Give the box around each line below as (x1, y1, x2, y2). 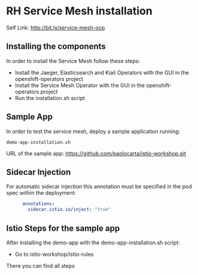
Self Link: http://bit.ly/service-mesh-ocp (6, 24, 105, 31)
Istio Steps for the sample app (6, 223, 120, 233)
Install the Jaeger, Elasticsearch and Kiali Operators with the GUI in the (14, 69, 190, 76)
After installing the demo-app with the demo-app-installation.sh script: (6, 238, 181, 246)
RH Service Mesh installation (6, 4, 153, 18)
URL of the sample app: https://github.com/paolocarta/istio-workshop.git (6, 150, 187, 157)
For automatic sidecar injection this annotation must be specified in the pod (6, 183, 193, 190)
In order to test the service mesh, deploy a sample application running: (6, 128, 181, 135)
